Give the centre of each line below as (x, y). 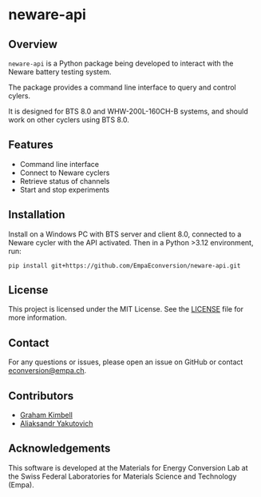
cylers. (19, 96)
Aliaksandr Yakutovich (56, 423)
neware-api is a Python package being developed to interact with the (121, 63)
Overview (33, 44)
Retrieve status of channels (65, 181)
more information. (38, 318)
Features (31, 145)
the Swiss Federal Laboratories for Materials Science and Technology (123, 476)
